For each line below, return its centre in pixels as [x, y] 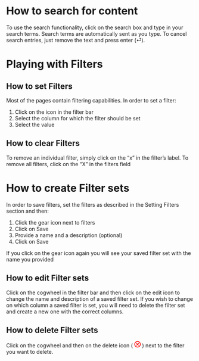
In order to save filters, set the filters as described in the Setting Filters [93, 204]
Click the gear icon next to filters [55, 222]
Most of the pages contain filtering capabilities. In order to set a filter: [91, 100]
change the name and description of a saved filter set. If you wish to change [100, 298]
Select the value [35, 125]
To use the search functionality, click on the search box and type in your [95, 27]
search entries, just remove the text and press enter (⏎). [76, 40]
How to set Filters [39, 86]
